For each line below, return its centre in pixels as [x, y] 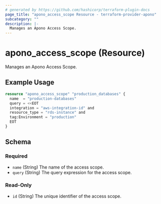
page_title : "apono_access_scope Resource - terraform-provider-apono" [81, 14]
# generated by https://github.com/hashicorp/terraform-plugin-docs [78, 10]
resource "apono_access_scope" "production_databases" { [65, 94]
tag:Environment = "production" [43, 117]
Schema [18, 142]
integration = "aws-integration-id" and [52, 108]
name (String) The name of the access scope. [58, 167]
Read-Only [19, 185]
